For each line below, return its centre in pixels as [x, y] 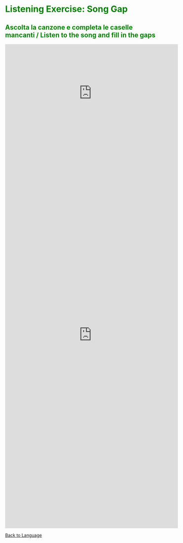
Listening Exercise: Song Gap [67, 9]
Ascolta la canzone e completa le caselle [69, 27]
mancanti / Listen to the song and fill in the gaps [80, 35]
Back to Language [23, 535]
